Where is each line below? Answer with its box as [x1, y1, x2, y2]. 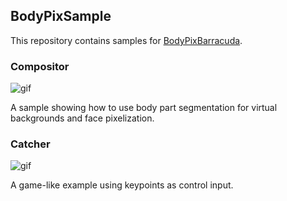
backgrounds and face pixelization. [10, 112, 155, 124]
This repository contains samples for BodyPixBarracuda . [10, 34, 243, 46]
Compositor [10, 59, 70, 73]
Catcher [10, 137, 51, 151]
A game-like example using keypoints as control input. [10, 179, 234, 191]
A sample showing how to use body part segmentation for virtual [10, 102, 278, 114]
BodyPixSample [10, 8, 112, 25]
